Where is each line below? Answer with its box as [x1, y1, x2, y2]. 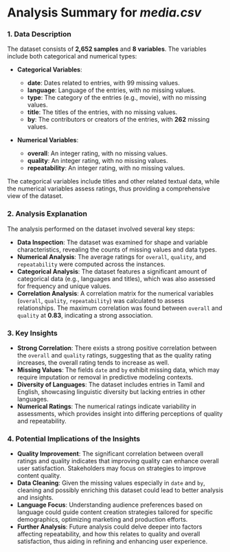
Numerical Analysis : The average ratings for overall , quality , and [16, 252, 207, 261]
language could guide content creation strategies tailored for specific [16, 508, 214, 516]
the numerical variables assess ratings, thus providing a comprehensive [7, 184, 211, 193]
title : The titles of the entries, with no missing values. [27, 108, 178, 116]
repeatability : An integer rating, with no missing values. [27, 164, 185, 173]
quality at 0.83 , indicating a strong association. [16, 311, 153, 319]
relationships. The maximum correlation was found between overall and [16, 304, 223, 312]
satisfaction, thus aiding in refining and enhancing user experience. [16, 538, 208, 546]
